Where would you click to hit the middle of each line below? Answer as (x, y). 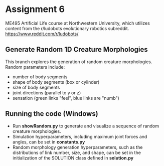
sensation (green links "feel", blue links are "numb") (66, 98)
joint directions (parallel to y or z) (47, 93)
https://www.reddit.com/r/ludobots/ (42, 34)
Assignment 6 (35, 9)
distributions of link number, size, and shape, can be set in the (77, 152)
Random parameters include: (35, 67)
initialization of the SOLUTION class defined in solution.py (73, 158)
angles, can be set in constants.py (49, 142)
